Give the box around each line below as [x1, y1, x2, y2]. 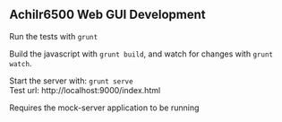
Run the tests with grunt [9, 30, 98, 41]
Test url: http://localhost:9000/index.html [9, 84, 161, 95]
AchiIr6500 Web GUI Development [9, 7, 206, 22]
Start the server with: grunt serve [9, 75, 133, 86]
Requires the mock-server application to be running [9, 102, 200, 113]
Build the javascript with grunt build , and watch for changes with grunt [9, 48, 273, 59]
